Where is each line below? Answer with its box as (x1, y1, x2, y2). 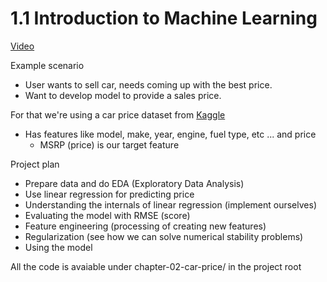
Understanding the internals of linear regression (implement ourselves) (24, 198, 317, 211)
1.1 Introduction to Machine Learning (10, 7, 318, 30)
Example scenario (10, 59, 85, 71)
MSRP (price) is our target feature (39, 138, 180, 151)
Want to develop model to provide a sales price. (24, 89, 222, 101)
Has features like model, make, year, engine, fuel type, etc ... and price (24, 128, 317, 140)
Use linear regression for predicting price (24, 188, 195, 200)
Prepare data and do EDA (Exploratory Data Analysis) (24, 177, 245, 189)
